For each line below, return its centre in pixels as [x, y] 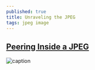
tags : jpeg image [28, 23]
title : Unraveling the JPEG [41, 17]
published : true [26, 12]
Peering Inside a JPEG [47, 47]
